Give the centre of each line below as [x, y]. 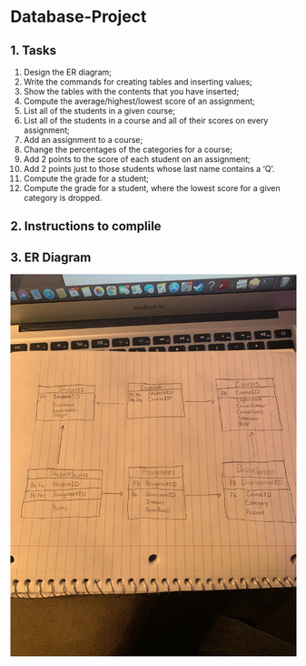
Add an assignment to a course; [83, 140]
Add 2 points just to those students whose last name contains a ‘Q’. [149, 169]
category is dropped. [63, 198]
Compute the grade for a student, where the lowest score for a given [152, 188]
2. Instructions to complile [86, 226]
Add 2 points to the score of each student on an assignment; [137, 159]
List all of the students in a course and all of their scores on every [146, 121]
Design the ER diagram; [67, 72]
